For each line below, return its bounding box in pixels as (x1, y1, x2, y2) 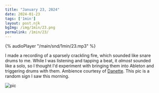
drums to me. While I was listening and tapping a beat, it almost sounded (5, 58, 151, 63)
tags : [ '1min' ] (5, 16, 36, 21)
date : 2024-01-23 (5, 12, 40, 17)
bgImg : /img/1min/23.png (5, 25, 55, 30)
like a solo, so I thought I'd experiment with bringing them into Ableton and (5, 63, 154, 69)
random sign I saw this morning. (5, 74, 70, 79)
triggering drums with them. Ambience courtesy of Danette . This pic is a (5, 68, 150, 74)
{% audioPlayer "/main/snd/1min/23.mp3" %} (5, 43, 96, 49)
